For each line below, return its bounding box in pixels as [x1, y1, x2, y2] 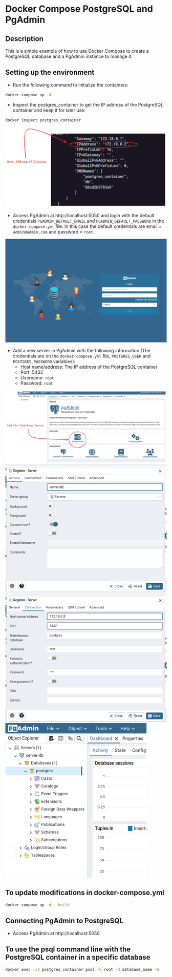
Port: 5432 [20, 369, 44, 375]
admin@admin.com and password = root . [12, 229, 95, 235]
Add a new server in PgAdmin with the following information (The [12, 348, 150, 354]
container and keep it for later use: [12, 107, 86, 113]
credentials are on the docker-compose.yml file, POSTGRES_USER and [12, 353, 151, 359]
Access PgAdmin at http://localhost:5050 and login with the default [12, 213, 155, 219]
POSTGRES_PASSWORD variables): [12, 358, 76, 365]
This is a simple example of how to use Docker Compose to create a [5, 48, 149, 54]
